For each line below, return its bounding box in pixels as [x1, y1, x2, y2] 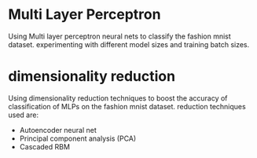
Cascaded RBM [19, 141, 71, 151]
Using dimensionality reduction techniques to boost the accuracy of [8, 93, 228, 103]
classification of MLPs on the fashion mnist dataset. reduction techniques [8, 101, 246, 111]
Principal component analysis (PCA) [19, 134, 137, 143]
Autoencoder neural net [19, 125, 97, 134]
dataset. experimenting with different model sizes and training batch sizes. [8, 39, 250, 49]
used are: [8, 110, 39, 119]
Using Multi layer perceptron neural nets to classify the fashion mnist [8, 31, 232, 41]
